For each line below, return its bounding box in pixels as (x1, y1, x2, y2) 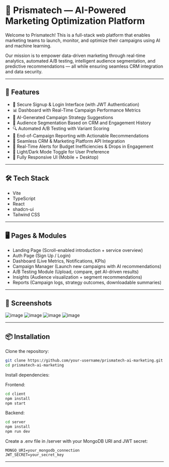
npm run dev (5, 429, 30, 434)
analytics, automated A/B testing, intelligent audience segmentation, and (5, 58, 156, 64)
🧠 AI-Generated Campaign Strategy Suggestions (12, 114, 113, 120)
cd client (5, 391, 26, 396)
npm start (5, 401, 26, 406)
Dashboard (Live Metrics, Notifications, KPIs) (12, 258, 106, 264)
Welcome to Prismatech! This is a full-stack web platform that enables (5, 32, 150, 38)
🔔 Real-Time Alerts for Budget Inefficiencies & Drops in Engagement (12, 143, 153, 149)
